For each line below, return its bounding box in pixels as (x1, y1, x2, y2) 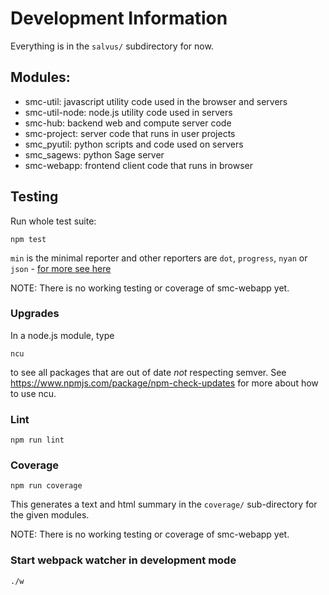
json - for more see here (10, 262, 112, 274)
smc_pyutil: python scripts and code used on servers (24, 138, 244, 150)
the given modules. (10, 509, 90, 521)
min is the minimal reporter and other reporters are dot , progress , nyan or (10, 252, 308, 264)
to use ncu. (10, 387, 57, 399)
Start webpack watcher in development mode (10, 553, 237, 567)
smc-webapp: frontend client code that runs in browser (24, 159, 254, 171)
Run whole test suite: (10, 215, 97, 227)
